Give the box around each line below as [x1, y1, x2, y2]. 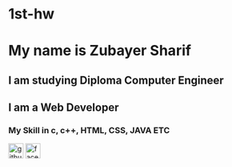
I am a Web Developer [8, 101, 119, 115]
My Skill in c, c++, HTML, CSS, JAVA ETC [8, 125, 170, 136]
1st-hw [8, 5, 54, 23]
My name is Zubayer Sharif [8, 42, 192, 60]
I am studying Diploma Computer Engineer [8, 73, 224, 87]
